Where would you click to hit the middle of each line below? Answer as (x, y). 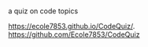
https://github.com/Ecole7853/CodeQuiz (74, 34)
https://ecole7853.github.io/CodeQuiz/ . (72, 27)
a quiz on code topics (43, 11)
